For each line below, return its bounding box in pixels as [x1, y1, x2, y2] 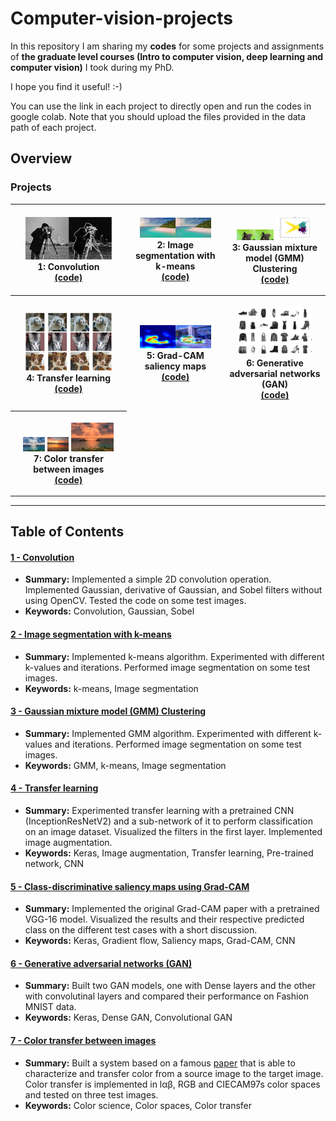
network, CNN [24, 857, 85, 869]
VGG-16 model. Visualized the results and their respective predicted [24, 913, 305, 926]
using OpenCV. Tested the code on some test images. [24, 595, 247, 607]
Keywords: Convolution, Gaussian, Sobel [24, 605, 195, 617]
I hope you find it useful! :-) [10, 80, 123, 92]
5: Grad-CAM [146, 350, 205, 362]
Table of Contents [10, 523, 125, 541]
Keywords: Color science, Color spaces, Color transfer [24, 1099, 253, 1111]
